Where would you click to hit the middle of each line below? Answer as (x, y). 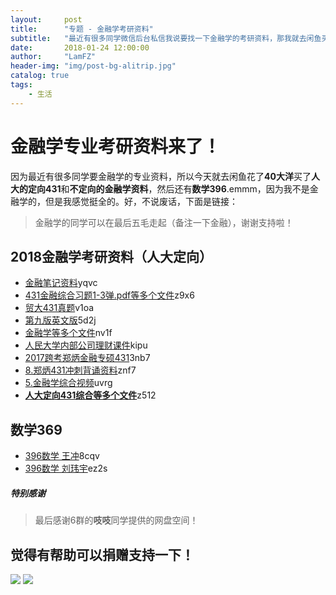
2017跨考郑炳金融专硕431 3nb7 (87, 358)
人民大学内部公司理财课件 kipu (86, 345)
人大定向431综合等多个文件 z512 (90, 395)
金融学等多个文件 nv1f (68, 333)
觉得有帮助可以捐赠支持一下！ (102, 554)
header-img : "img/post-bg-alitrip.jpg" (93, 66)
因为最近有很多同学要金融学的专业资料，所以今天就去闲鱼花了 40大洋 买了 (161, 176)
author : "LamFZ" (53, 57)
